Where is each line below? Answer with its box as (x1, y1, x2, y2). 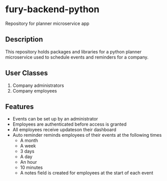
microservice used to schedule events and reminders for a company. (5, 54, 149, 60)
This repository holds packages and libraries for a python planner (5, 48, 142, 54)
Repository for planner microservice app (5, 20, 90, 26)
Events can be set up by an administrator (12, 116, 98, 122)
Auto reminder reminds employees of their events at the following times (12, 132, 162, 138)
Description (5, 35, 43, 44)
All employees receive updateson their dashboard (12, 127, 116, 133)
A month (20, 137, 38, 143)
